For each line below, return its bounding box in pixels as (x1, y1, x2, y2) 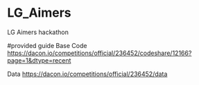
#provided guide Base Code (7, 41, 87, 49)
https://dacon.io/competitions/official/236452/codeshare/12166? (7, 49, 192, 57)
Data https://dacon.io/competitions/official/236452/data (7, 70, 168, 78)
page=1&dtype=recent (7, 56, 71, 64)
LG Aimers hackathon (7, 28, 69, 36)
